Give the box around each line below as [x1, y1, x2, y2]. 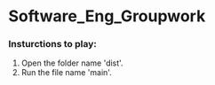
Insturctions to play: [8, 38, 97, 50]
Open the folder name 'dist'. [20, 58, 123, 68]
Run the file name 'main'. [20, 67, 112, 78]
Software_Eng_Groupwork [8, 6, 206, 27]
